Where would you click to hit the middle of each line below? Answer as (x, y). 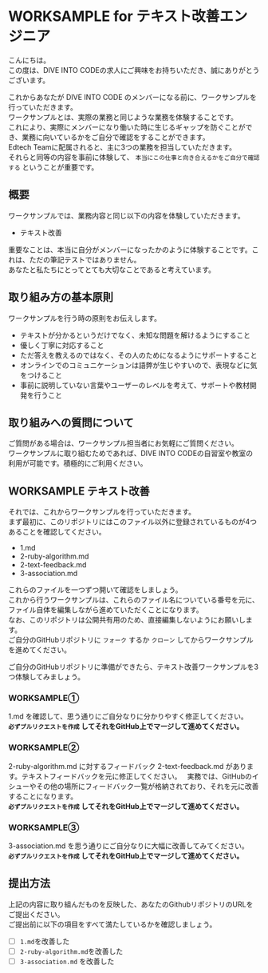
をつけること (41, 375)
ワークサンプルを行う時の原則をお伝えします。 (85, 318)
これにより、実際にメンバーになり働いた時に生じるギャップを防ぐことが (127, 127)
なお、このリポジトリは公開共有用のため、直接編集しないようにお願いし (127, 620)
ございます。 (29, 80)
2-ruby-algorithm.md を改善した (71, 951)
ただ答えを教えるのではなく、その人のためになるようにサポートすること (138, 355)
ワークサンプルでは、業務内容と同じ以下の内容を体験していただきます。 (126, 215)
